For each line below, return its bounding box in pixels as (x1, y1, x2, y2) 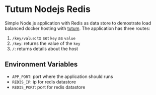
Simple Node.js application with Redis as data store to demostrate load (5, 20, 151, 26)
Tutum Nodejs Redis (5, 3, 91, 15)
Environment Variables (5, 60, 78, 68)
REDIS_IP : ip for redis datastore (12, 78, 76, 84)
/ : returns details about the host (12, 45, 79, 51)
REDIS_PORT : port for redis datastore (12, 84, 86, 90)
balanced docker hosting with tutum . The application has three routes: (5, 25, 150, 31)
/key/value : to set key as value (12, 35, 76, 41)
